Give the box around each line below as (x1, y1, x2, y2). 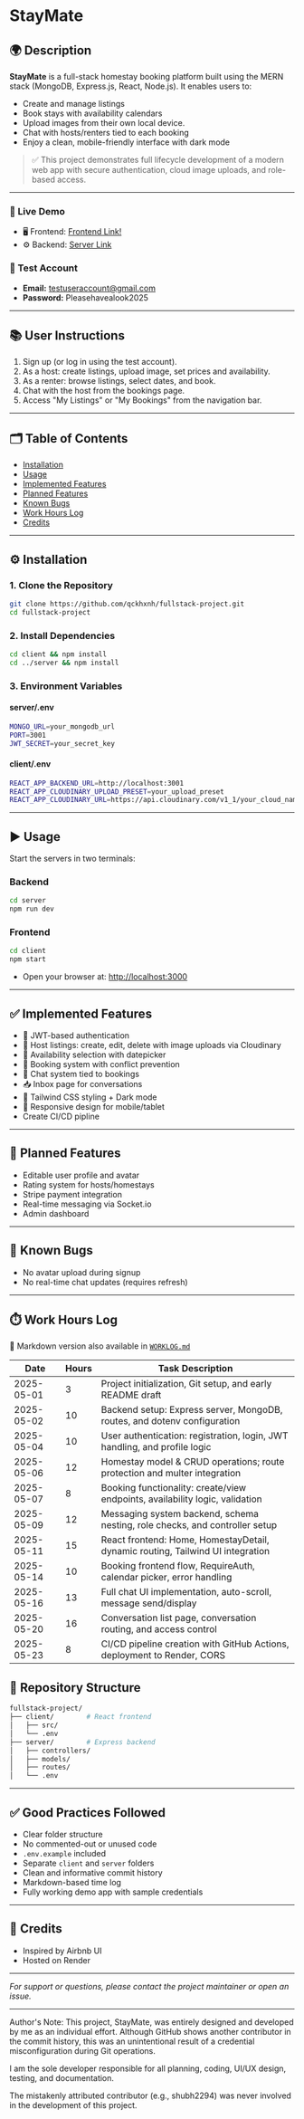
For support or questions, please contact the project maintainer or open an (9, 1981, 290, 1991)
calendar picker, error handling (100, 1571, 233, 1584)
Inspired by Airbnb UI (22, 1945, 102, 1956)
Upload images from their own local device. (22, 118, 185, 128)
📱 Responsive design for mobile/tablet (22, 1102, 166, 1112)
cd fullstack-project (9, 607, 91, 616)
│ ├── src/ (9, 1721, 59, 1730)
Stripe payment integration (22, 1188, 122, 1199)
